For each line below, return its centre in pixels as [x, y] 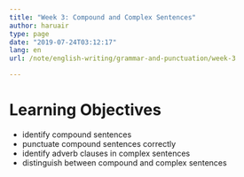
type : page [29, 34]
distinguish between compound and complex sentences [125, 162]
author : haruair [39, 26]
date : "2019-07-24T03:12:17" [63, 42]
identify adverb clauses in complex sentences [106, 153]
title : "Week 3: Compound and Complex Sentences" [103, 17]
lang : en [25, 50]
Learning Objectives [85, 110]
